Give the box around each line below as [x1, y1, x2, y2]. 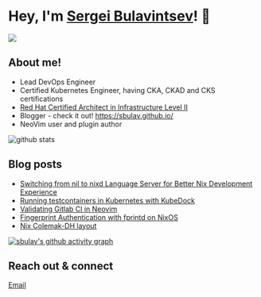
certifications [19, 94, 64, 103]
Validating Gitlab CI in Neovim [19, 204, 118, 214]
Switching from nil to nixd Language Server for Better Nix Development [19, 179, 253, 188]
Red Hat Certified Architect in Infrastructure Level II [19, 102, 189, 112]
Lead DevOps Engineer [19, 77, 96, 87]
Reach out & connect [8, 259, 114, 272]
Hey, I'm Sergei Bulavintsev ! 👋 [8, 7, 211, 25]
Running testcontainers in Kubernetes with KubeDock [19, 195, 196, 205]
